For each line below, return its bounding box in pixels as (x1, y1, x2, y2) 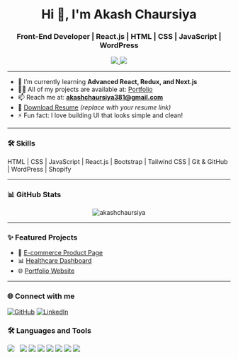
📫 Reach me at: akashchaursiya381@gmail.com (17, 93, 164, 102)
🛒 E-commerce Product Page (17, 249, 103, 257)
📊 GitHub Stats (7, 189, 62, 199)
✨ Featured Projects (7, 233, 78, 242)
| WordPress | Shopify (7, 165, 72, 173)
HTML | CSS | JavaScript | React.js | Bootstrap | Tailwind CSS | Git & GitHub (7, 157, 228, 165)
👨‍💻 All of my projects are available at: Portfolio (17, 85, 153, 94)
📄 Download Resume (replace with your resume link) (17, 103, 171, 112)
